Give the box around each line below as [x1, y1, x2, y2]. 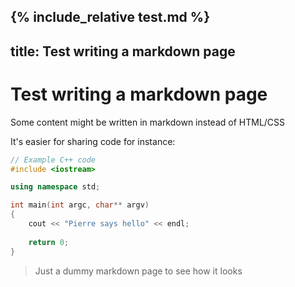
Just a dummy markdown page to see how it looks [34, 265, 243, 277]
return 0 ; [28, 237, 70, 247]
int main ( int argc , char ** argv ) [10, 200, 150, 210]
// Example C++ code [10, 155, 97, 165]
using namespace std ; [10, 182, 101, 192]
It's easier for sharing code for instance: [10, 135, 176, 147]
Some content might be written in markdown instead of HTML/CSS [10, 116, 286, 128]
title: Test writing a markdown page [10, 43, 236, 60]
